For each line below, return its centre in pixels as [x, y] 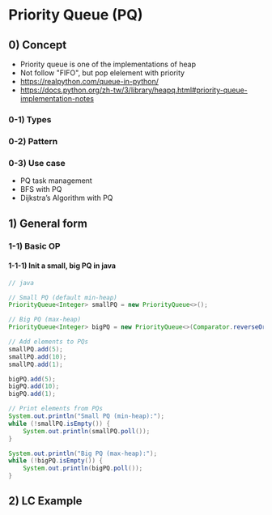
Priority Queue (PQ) [76, 15]
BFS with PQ [41, 189]
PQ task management [56, 181]
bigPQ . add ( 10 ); [34, 386]
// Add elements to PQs [49, 342]
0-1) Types [30, 119]
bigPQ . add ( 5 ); [32, 379]
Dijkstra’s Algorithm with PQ [66, 198]
